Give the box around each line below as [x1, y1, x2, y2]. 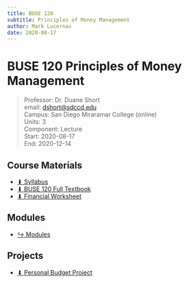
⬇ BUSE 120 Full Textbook [16, 185, 91, 193]
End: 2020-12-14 [23, 140, 72, 148]
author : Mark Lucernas [7, 23, 72, 29]
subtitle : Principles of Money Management [7, 16, 130, 23]
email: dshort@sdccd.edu [23, 103, 97, 112]
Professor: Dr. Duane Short [23, 96, 101, 104]
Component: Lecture [23, 125, 83, 134]
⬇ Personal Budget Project [16, 268, 92, 276]
